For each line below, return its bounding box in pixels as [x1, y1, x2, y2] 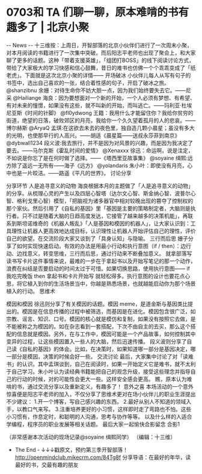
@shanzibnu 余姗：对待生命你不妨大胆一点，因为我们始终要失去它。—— [6, 87, 186, 94]
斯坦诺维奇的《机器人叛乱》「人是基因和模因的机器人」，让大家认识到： [16, 220, 191, 227]
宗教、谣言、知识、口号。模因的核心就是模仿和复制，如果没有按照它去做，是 [6, 315, 196, 322]
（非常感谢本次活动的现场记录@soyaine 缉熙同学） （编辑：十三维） [6, 433, 176, 440]
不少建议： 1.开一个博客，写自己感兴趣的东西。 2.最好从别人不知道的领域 [6, 398, 186, 405]
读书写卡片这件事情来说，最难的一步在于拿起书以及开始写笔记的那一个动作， [6, 257, 196, 265]
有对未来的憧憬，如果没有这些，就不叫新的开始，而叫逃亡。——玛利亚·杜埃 [6, 102, 192, 109]
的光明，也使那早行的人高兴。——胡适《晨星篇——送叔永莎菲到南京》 [6, 132, 180, 139]
